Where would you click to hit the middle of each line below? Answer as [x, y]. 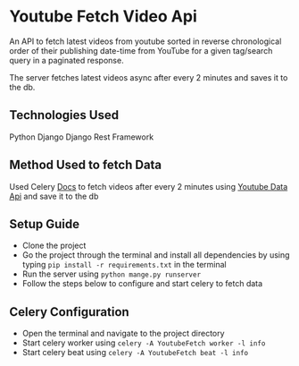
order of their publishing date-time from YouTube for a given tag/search [141, 50]
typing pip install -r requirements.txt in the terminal [124, 265]
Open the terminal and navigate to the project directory [123, 334]
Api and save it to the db [54, 196]
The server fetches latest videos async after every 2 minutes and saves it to [149, 77]
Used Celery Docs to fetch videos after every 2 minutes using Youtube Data [149, 186]
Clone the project [54, 246]
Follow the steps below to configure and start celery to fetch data [142, 284]
